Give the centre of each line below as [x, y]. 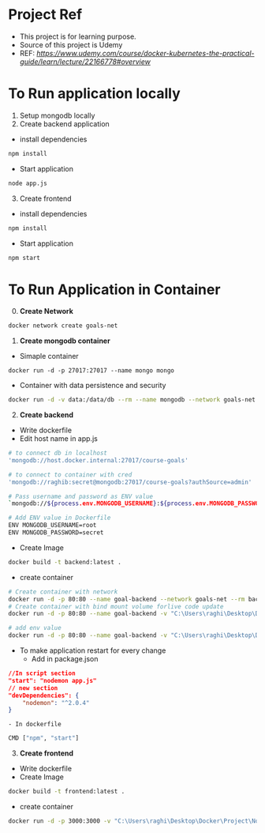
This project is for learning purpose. [78, 36]
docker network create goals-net [63, 326]
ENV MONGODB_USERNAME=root [52, 526]
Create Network [46, 311]
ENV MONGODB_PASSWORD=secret [56, 533]
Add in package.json [65, 659]
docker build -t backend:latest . [65, 562]
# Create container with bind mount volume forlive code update [116, 606]
